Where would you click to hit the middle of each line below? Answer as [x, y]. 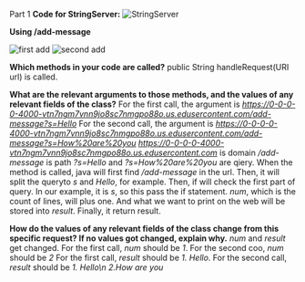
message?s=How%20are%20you [73, 143]
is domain [238, 152]
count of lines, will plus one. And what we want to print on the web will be [147, 201]
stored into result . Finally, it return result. [85, 211]
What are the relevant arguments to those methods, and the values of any [152, 94]
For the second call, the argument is [146, 124]
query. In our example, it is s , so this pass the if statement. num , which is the [152, 191]
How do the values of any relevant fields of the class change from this [144, 229]
